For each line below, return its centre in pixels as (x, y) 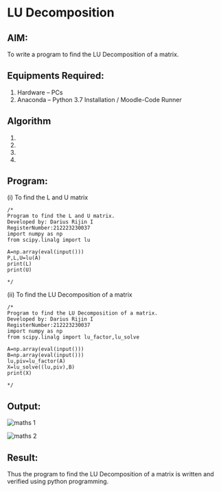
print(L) (20, 264)
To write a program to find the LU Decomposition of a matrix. (93, 54)
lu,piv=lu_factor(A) (37, 361)
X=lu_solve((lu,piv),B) (41, 367)
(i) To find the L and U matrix (48, 197)
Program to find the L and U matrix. (61, 216)
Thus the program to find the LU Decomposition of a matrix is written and (110, 474)
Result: (23, 457)
